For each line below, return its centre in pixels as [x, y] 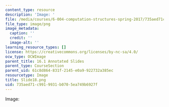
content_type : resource [30, 10]
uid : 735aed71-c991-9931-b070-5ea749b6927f [52, 84]
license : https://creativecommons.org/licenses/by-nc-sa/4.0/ [72, 52]
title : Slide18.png [26, 80]
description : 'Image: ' [30, 15]
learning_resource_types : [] [36, 47]
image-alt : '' [24, 43]
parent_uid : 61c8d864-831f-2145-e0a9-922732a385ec [59, 71]
